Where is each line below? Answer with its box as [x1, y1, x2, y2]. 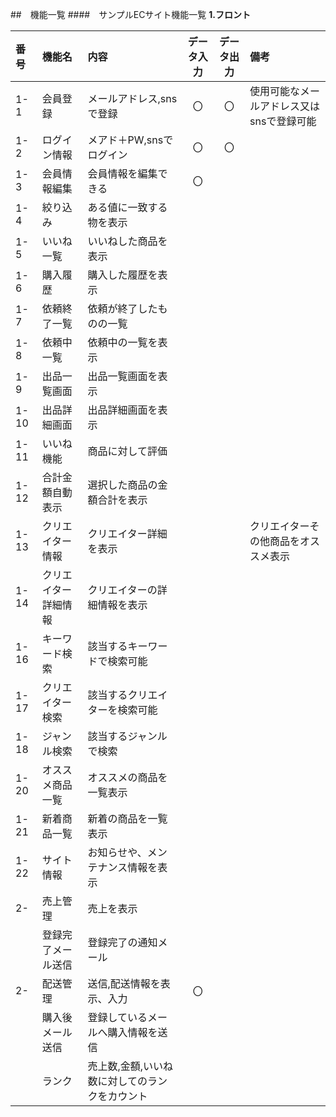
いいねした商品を [87, 234, 168, 248]
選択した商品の [87, 478, 158, 492]
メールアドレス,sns [87, 92, 178, 105]
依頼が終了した [87, 302, 158, 315]
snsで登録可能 [249, 114, 317, 128]
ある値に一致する [87, 201, 168, 214]
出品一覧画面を [87, 369, 158, 383]
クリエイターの [87, 583, 158, 597]
